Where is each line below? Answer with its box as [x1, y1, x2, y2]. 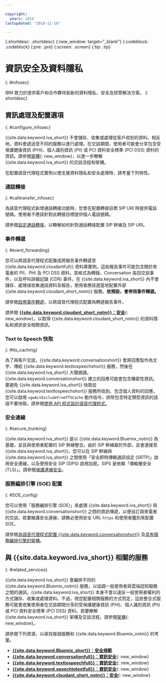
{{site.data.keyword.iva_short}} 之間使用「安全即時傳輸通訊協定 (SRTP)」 [5, 454, 155, 461]
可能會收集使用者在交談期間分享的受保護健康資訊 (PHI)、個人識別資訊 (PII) [9, 602, 161, 608]
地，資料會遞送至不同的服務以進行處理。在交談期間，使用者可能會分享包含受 [5, 141, 161, 147]
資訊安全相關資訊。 [13, 321, 53, 327]
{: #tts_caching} [5, 347, 38, 353]
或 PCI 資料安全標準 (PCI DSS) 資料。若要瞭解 [5, 608, 98, 614]
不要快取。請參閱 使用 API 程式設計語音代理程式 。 [9, 401, 110, 407]
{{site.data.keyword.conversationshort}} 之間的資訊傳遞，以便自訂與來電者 [5, 508, 158, 514]
